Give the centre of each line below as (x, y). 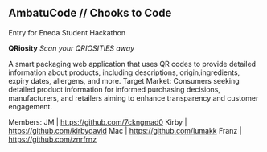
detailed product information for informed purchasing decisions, (115, 89)
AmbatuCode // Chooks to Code (90, 13)
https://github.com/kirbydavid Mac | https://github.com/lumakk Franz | (125, 130)
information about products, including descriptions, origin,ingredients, (124, 72)
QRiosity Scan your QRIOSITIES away (72, 48)
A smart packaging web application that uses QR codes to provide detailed (132, 64)
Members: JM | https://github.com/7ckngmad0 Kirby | (98, 122)
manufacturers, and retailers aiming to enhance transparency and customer (133, 98)
